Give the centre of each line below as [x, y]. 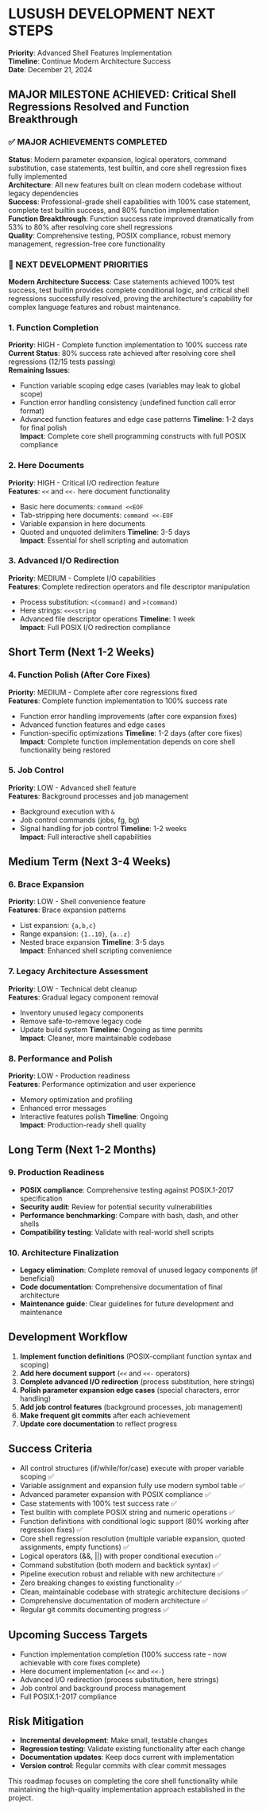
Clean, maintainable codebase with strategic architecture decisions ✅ [134, 1591]
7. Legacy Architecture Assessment [78, 972]
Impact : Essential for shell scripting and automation [104, 540]
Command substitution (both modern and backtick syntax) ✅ [119, 1564]
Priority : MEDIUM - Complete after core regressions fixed [103, 692]
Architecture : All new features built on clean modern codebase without [125, 184]
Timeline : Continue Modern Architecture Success [90, 61]
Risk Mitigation [46, 1721]
